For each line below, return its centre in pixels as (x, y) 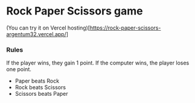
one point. (19, 69)
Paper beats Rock (37, 81)
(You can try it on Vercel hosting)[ (48, 28)
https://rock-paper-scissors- (125, 28)
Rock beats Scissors (40, 87)
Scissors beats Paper (41, 94)
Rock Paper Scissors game (75, 11)
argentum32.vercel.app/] (37, 34)
